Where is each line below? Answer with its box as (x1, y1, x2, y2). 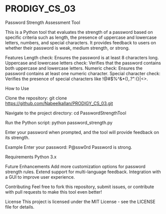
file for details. (5, 204, 35, 210)
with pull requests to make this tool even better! (5, 189, 103, 195)
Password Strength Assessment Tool (5, 19, 80, 25)
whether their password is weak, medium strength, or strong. (5, 45, 130, 51)
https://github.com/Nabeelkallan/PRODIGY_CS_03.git (5, 100, 113, 106)
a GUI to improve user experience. (5, 174, 75, 180)
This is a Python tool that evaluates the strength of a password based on (5, 29, 153, 35)
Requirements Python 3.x (5, 154, 57, 160)
